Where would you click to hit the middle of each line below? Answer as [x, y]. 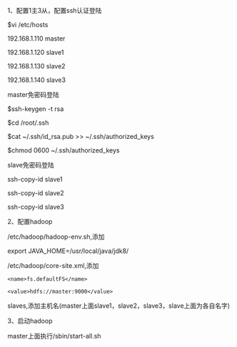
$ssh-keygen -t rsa [36, 109]
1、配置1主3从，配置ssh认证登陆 [55, 10]
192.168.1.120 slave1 [36, 52]
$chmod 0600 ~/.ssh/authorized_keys [64, 150]
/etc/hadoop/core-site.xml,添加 [53, 265]
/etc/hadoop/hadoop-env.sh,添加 [56, 237]
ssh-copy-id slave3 [36, 207]
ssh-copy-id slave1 [35, 179]
